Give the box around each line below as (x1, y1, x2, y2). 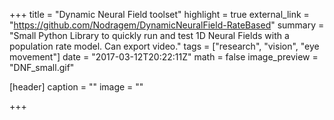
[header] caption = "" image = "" (9, 81, 144, 93)
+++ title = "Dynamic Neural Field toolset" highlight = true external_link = (9, 9, 310, 20)
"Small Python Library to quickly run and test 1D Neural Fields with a (9, 30, 290, 41)
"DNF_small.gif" (9, 62, 75, 73)
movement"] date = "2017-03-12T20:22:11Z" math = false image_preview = (9, 51, 319, 63)
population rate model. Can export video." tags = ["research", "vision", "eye (9, 40, 320, 52)
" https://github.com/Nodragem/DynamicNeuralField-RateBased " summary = (9, 19, 325, 31)
